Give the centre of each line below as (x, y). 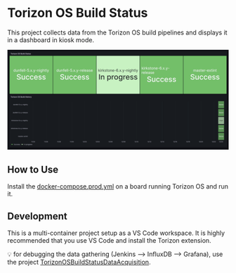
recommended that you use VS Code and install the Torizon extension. (110, 240)
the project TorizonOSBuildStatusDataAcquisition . (79, 262)
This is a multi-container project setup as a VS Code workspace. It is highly (116, 233)
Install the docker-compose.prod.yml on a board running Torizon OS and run (118, 186)
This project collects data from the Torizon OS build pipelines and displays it (117, 32)
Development (38, 216)
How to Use (33, 169)
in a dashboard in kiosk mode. (51, 39)
